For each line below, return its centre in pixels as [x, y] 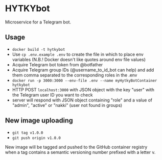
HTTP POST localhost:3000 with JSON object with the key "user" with [83, 90]
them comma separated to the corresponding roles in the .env [75, 75]
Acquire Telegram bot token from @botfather [58, 64]
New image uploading [39, 121]
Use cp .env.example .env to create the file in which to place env [78, 54]
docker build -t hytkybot [38, 49]
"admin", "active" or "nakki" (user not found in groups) [67, 105]
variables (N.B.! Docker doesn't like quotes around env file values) [79, 60]
